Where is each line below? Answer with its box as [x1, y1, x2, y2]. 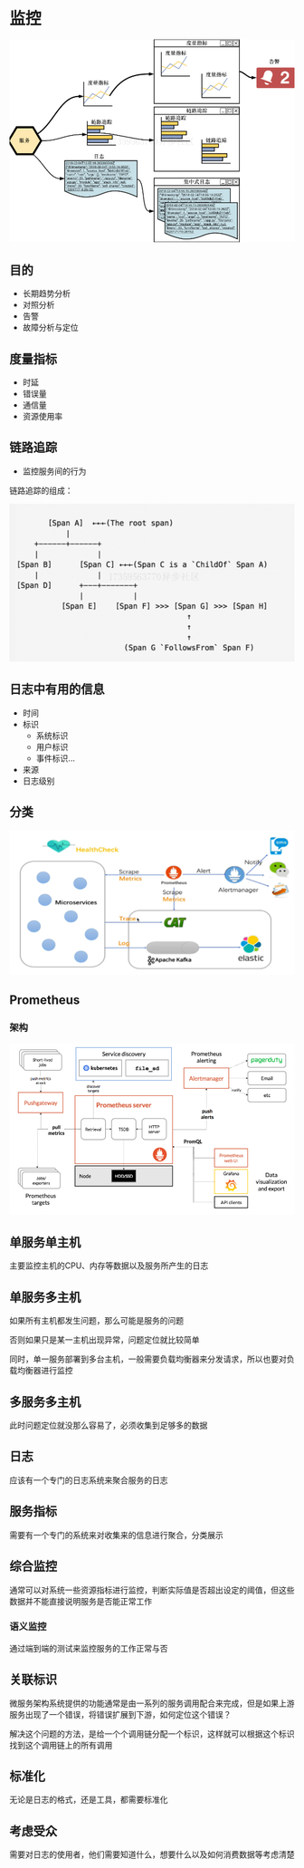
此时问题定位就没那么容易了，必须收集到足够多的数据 [9, 1420, 208, 1431]
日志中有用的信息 [9, 681, 105, 698]
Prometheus [9, 993, 81, 1008]
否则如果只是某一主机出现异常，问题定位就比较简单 [9, 1334, 200, 1345]
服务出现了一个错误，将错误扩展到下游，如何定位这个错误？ [9, 1709, 232, 1719]
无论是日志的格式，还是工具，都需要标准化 [9, 1795, 168, 1805]
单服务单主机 [9, 1235, 81, 1250]
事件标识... [35, 753, 75, 764]
